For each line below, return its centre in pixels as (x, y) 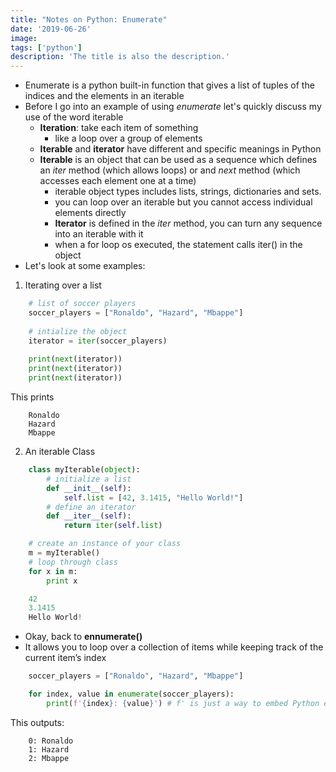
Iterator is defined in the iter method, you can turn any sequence (188, 223)
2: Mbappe (49, 758)
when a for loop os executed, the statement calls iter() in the (178, 245)
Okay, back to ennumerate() (83, 637)
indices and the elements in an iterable (104, 96)
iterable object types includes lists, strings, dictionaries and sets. (188, 192)
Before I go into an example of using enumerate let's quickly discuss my (173, 107)
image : (24, 38)
